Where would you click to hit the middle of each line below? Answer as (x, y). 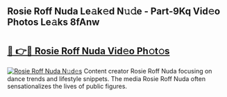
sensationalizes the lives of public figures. (67, 86)
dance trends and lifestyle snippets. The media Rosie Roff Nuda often (107, 79)
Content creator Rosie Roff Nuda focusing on (148, 71)
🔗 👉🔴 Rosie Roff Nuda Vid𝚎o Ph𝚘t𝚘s (89, 51)
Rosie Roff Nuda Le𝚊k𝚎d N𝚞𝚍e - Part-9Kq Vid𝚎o (114, 11)
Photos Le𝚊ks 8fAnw (53, 23)
